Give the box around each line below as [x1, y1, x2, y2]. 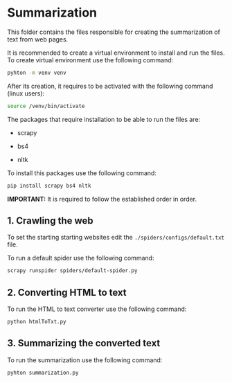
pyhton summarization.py [7, 369, 79, 376]
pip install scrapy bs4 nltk [7, 182, 91, 189]
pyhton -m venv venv [7, 69, 67, 76]
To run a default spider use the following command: [7, 254, 154, 262]
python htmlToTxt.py [7, 319, 67, 326]
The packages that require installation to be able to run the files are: [7, 115, 201, 123]
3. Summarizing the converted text [7, 337, 161, 349]
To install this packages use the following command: [7, 168, 157, 177]
